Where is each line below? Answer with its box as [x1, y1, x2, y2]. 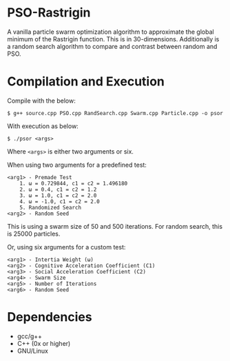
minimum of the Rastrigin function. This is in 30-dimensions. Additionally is [7, 34, 220, 43]
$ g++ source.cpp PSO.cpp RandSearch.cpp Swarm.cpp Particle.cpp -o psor [7, 110, 224, 116]
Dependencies [7, 309, 92, 325]
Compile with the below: [7, 96, 76, 105]
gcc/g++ [17, 332, 43, 340]
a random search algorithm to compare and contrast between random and [7, 42, 218, 50]
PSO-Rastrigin [7, 5, 91, 21]
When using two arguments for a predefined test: [7, 161, 147, 169]
